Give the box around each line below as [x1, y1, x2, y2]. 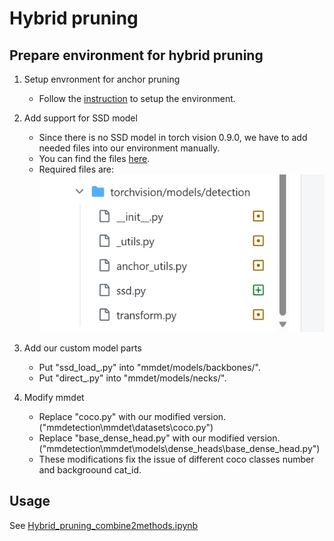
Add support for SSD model [23, 112, 138, 124]
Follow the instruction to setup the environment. [38, 93, 236, 104]
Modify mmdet [23, 392, 85, 403]
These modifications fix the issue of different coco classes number [38, 453, 315, 465]
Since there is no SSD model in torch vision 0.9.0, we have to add [38, 132, 308, 143]
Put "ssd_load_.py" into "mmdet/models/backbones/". [38, 362, 262, 373]
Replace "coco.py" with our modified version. [38, 411, 227, 422]
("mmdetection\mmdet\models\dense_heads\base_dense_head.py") [38, 443, 321, 454]
